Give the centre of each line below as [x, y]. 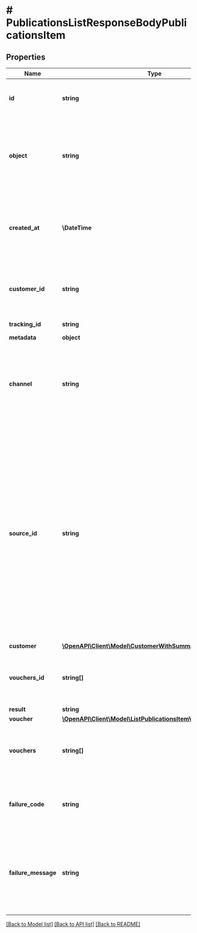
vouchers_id [27, 678]
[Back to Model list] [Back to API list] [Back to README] [73, 924]
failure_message [33, 873]
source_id [23, 533]
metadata [23, 338]
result [18, 709]
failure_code [27, 804]
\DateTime [77, 228]
